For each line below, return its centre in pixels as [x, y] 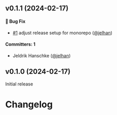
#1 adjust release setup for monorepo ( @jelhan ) [63, 33]
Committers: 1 [20, 44]
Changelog [29, 104]
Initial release [19, 84]
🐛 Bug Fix [15, 21]
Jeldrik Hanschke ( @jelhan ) [42, 55]
